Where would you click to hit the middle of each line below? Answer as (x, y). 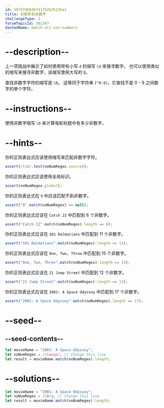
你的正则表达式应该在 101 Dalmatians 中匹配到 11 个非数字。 (65, 234)
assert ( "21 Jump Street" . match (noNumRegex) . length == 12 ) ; (67, 282)
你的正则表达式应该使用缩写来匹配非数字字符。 (52, 157)
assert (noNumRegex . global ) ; (34, 186)
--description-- (37, 52)
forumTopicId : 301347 (27, 23)
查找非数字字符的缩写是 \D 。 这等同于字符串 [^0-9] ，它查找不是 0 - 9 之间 (80, 83)
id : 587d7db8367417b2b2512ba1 (36, 10)
